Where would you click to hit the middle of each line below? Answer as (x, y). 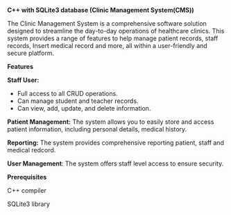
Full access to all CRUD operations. (67, 94)
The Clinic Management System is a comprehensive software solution (107, 23)
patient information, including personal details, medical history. (97, 129)
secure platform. (31, 53)
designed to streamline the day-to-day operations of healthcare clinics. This (116, 31)
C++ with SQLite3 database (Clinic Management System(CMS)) (101, 10)
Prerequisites (27, 177)
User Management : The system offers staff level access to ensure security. (115, 164)
